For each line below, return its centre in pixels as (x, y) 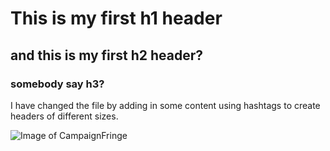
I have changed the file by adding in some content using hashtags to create (165, 105)
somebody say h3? (57, 84)
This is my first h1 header (116, 18)
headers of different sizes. (64, 116)
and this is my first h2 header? (107, 55)
